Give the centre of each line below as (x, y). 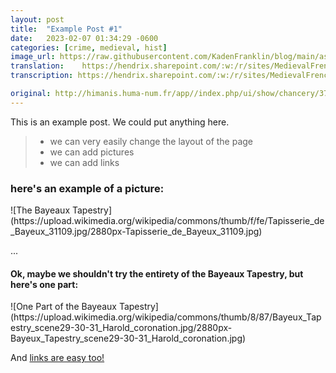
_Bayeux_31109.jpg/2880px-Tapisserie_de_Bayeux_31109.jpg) (136, 232)
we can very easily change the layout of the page (151, 141)
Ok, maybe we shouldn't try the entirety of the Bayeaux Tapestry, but (157, 273)
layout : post (37, 19)
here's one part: (44, 284)
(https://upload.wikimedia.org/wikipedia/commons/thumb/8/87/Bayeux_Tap (166, 317)
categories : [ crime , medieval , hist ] (89, 47)
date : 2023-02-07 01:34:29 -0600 (84, 38)
